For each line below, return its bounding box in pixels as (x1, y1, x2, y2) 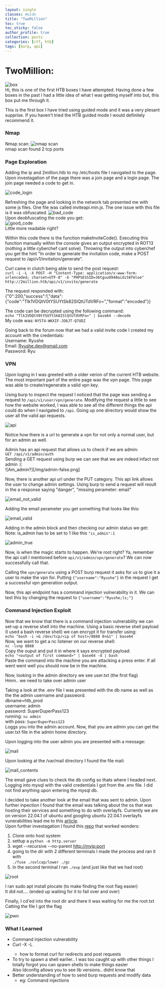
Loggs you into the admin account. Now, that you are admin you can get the (5, 723, 159, 729)
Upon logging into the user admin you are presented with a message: (5, 738, 145, 744)
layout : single (5, 7, 36, 12)
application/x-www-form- (86, 271, 138, 276)
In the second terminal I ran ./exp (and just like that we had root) (12, 864, 143, 870)
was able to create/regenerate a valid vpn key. (5, 382, 99, 388)
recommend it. (5, 117, 35, 123)
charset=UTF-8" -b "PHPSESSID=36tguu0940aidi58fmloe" (31, 275, 144, 280)
